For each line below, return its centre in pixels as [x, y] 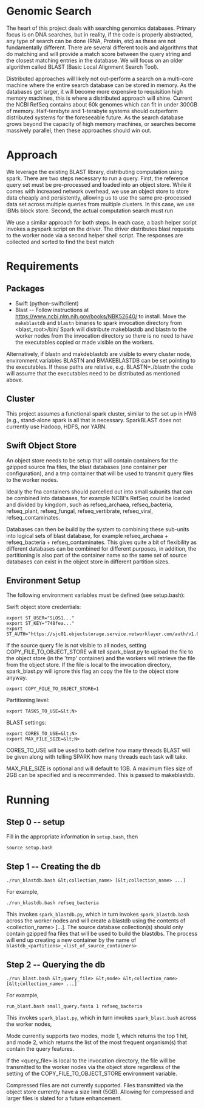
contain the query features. [40, 1048]
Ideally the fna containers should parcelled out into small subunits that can [99, 492]
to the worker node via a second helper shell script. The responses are [95, 235]
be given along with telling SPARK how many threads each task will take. [97, 757]
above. [15, 380]
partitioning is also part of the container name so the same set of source [97, 555]
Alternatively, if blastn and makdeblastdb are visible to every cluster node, [99, 354]
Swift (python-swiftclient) [47, 303]
